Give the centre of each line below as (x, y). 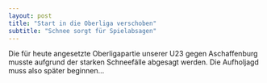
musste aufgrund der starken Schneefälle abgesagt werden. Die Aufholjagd (134, 62)
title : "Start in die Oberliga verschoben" (83, 23)
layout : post (30, 16)
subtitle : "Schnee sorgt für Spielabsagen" (83, 31)
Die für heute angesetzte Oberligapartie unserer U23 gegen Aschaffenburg (133, 54)
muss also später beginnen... (56, 71)
